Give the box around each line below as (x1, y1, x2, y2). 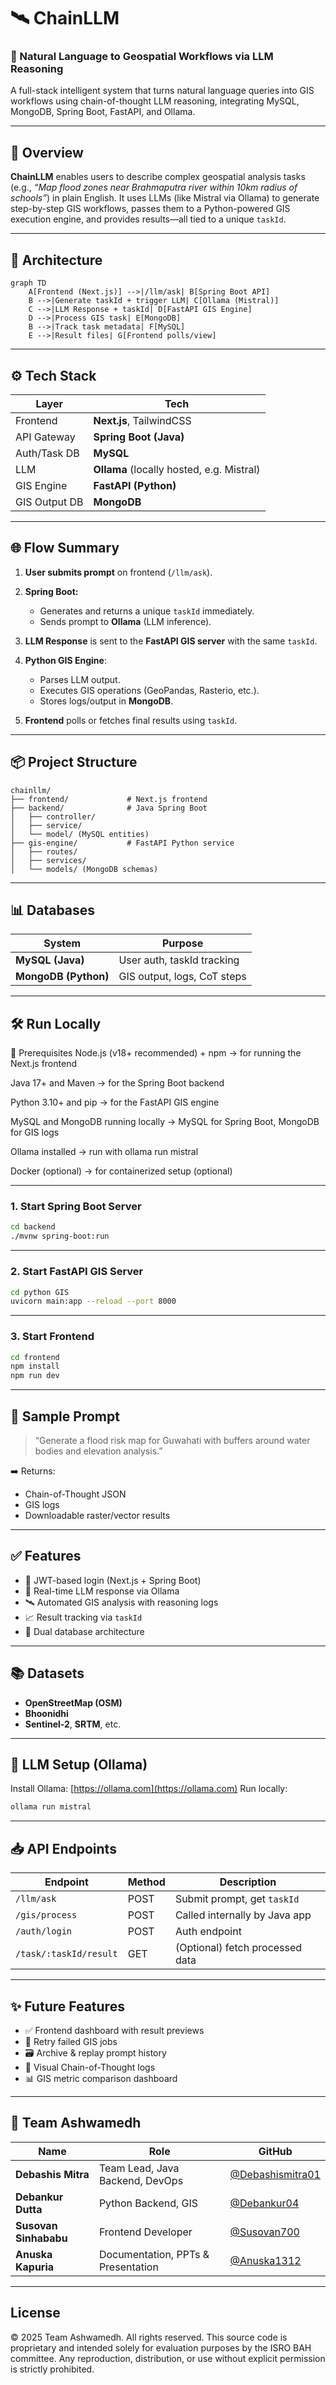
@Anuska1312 (229, 2253, 302, 2267)
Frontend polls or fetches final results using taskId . (24, 714, 238, 726)
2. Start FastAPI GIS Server (10, 1265, 144, 1279)
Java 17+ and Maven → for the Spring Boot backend (10, 1077, 225, 1089)
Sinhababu (15, 2231, 68, 2245)
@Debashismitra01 (229, 2167, 321, 2181)
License (10, 2305, 61, 2322)
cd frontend (10, 1352, 60, 1362)
